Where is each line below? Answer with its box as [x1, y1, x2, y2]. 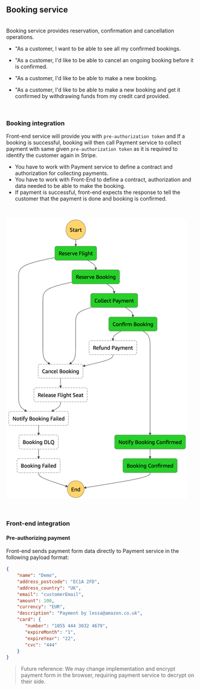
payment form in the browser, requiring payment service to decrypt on [20, 671, 195, 679]
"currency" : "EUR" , [17, 604, 66, 610]
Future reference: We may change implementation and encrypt [20, 665, 176, 673]
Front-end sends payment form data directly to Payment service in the [6, 548, 179, 555]
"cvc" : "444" [24, 642, 58, 648]
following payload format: [6, 554, 69, 561]
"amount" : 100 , [17, 598, 55, 604]
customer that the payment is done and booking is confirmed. [14, 195, 167, 202]
